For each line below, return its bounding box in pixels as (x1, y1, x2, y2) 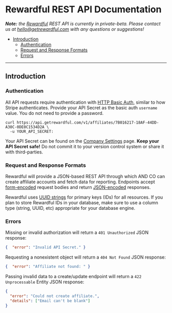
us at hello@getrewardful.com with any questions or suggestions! (5, 26, 144, 32)
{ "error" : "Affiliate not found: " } (5, 264, 91, 269)
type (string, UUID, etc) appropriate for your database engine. (5, 205, 136, 211)
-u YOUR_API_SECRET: (10, 129, 54, 134)
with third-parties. (5, 149, 44, 155)
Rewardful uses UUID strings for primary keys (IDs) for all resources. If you (5, 194, 163, 200)
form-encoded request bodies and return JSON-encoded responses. (5, 184, 151, 190)
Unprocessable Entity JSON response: (5, 279, 84, 285)
